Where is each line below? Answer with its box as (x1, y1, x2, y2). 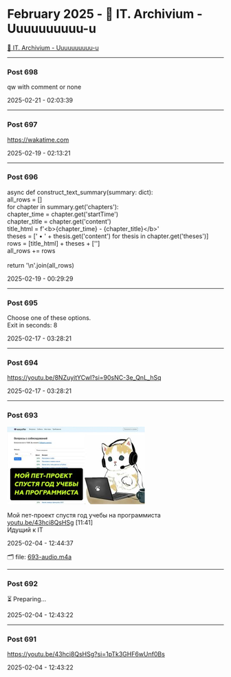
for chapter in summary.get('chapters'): (7, 202, 119, 211)
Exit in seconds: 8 (7, 321, 58, 330)
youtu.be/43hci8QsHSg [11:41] (7, 518, 93, 526)
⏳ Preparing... (7, 595, 47, 603)
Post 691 (7, 634, 36, 644)
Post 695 (7, 298, 38, 308)
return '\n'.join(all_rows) (7, 261, 74, 269)
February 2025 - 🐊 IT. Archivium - (7, 6, 203, 22)
